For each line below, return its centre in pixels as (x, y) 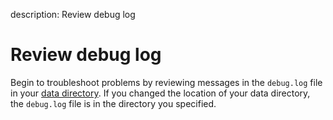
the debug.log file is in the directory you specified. (113, 103)
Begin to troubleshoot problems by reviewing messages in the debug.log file (166, 82)
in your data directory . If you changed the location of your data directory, (160, 93)
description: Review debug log (73, 14)
